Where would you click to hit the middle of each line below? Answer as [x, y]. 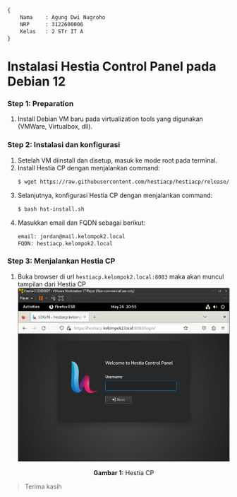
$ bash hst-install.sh [51, 209]
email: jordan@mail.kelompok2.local [71, 236]
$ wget [27, 182]
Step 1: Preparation [41, 104]
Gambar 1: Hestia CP [124, 473]
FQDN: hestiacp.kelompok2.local [65, 243]
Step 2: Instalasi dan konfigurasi [64, 145]
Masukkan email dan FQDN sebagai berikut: [81, 223]
